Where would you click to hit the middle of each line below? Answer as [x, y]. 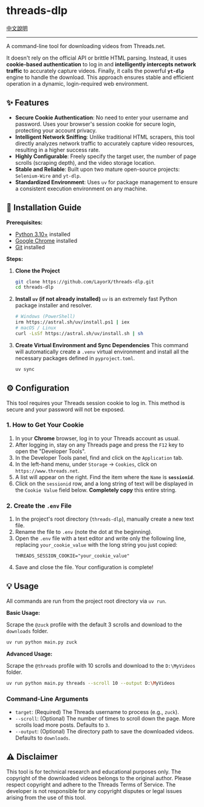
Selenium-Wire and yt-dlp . [48, 175]
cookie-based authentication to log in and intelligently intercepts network [101, 64]
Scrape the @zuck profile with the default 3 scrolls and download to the [94, 625]
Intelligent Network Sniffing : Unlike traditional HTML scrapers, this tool [105, 137]
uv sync [25, 369]
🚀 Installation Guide [44, 208]
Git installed [30, 247]
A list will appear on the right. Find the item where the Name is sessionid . [105, 477]
